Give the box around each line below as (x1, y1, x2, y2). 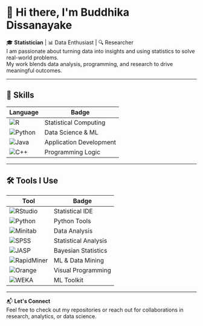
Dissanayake (6, 18, 72, 32)
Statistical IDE (53, 207, 93, 215)
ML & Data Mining (53, 256, 105, 264)
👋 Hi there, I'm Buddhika (6, 5, 130, 19)
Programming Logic (44, 148, 101, 156)
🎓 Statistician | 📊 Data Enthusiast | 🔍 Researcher (6, 39, 134, 46)
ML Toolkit (53, 276, 83, 284)
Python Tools (53, 216, 91, 225)
